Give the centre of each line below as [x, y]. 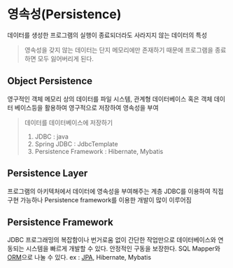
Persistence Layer [48, 173]
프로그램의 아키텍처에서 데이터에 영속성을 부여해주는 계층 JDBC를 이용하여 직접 [115, 191]
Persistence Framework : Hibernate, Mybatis [99, 151]
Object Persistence [50, 81]
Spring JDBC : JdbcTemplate [76, 143]
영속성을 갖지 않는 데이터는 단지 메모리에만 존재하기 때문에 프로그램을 [119, 50]
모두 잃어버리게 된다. [66, 58]
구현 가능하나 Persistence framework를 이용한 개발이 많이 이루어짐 [100, 199]
